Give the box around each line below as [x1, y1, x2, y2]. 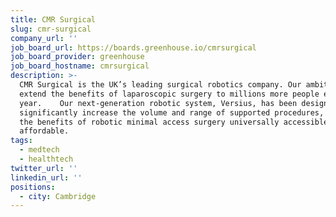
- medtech [19, 145, 60, 155]
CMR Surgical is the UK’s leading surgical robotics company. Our [19, 80, 302, 90]
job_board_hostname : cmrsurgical [10, 61, 150, 71]
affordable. [19, 126, 70, 136]
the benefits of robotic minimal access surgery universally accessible [19, 117, 329, 127]
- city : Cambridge [19, 191, 97, 201]
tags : [10, 136, 33, 146]
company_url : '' [10, 33, 78, 43]
